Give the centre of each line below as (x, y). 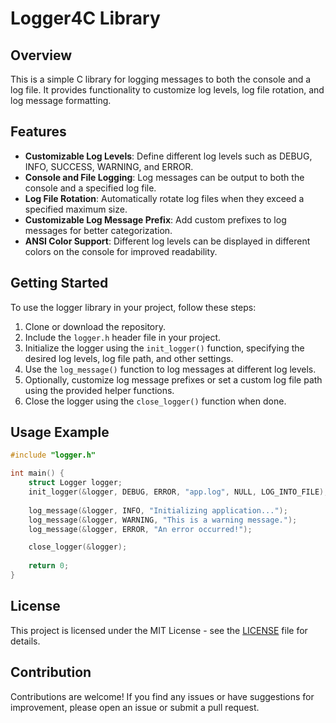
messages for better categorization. (98, 230)
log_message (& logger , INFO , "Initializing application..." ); (158, 510)
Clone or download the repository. (95, 326)
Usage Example (60, 432)
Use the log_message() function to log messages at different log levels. (170, 369)
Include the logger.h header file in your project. (123, 337)
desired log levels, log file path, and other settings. (129, 358)
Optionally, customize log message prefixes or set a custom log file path (173, 379)
